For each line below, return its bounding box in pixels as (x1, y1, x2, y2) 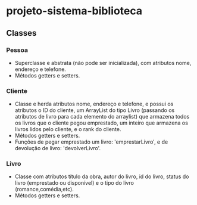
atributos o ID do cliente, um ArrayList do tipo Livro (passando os (14, 107, 175, 114)
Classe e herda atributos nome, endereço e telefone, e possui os (14, 100, 174, 108)
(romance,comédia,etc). (14, 186, 74, 193)
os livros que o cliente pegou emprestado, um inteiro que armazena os (14, 119, 189, 126)
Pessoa (6, 46, 29, 54)
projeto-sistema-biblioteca (6, 4, 143, 18)
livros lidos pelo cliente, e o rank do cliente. (14, 126, 121, 133)
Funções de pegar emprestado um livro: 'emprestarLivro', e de (14, 138, 168, 145)
